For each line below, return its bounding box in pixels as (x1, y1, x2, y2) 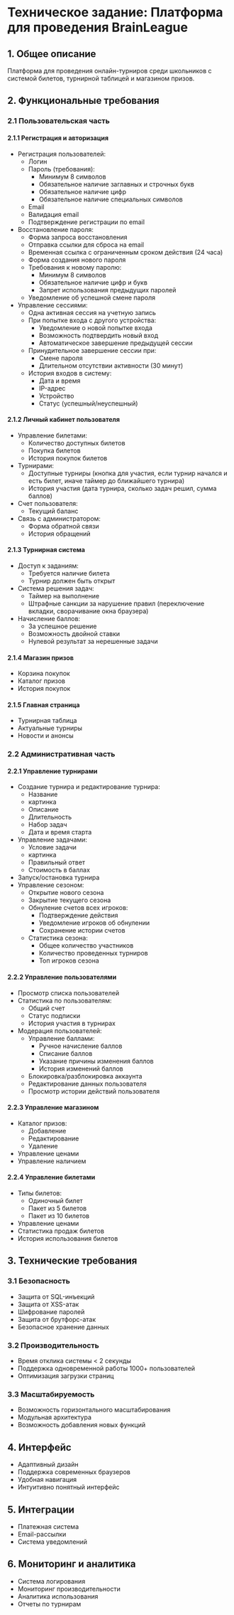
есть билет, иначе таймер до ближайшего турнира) (28, 476, 185, 484)
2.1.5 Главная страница (7, 700, 80, 709)
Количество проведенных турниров (38, 949, 148, 958)
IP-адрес (38, 383, 66, 392)
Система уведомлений (17, 1537, 87, 1546)
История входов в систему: (28, 369, 112, 377)
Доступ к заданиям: (17, 561, 79, 570)
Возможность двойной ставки (28, 629, 121, 637)
